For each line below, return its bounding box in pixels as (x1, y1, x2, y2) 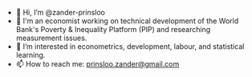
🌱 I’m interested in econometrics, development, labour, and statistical (15, 42, 245, 51)
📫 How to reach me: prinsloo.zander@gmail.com (15, 59, 180, 68)
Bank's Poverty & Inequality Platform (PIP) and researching (15, 25, 211, 34)
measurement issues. (15, 33, 87, 43)
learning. (15, 51, 46, 59)
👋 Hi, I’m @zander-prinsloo (15, 8, 106, 17)
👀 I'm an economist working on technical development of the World (15, 16, 239, 26)
